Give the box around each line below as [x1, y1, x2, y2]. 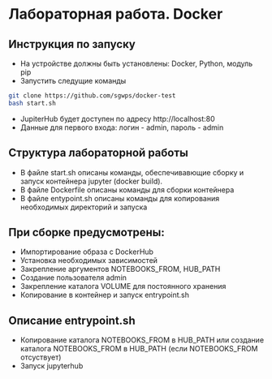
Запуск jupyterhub [19, 361, 84, 371]
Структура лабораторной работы [8, 146, 188, 160]
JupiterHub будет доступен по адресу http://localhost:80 [19, 114, 215, 123]
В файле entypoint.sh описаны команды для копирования [19, 193, 220, 203]
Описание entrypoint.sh [8, 313, 136, 327]
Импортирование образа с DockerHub [19, 247, 154, 256]
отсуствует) [19, 352, 62, 362]
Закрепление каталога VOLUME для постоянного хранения [19, 282, 227, 291]
